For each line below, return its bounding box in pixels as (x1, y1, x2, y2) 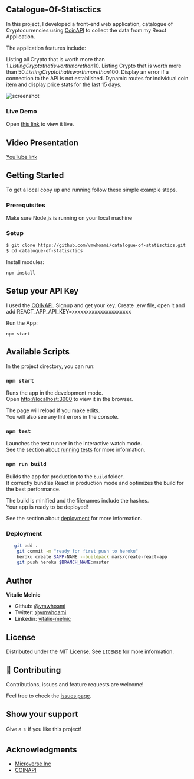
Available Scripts (6, 347, 70, 357)
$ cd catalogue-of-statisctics (6, 248, 83, 254)
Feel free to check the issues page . (6, 692, 91, 699)
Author (6, 575, 32, 585)
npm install (6, 270, 35, 276)
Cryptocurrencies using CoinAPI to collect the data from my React (6, 27, 167, 34)
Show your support (6, 709, 78, 719)
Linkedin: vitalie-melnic (14, 615, 71, 622)
